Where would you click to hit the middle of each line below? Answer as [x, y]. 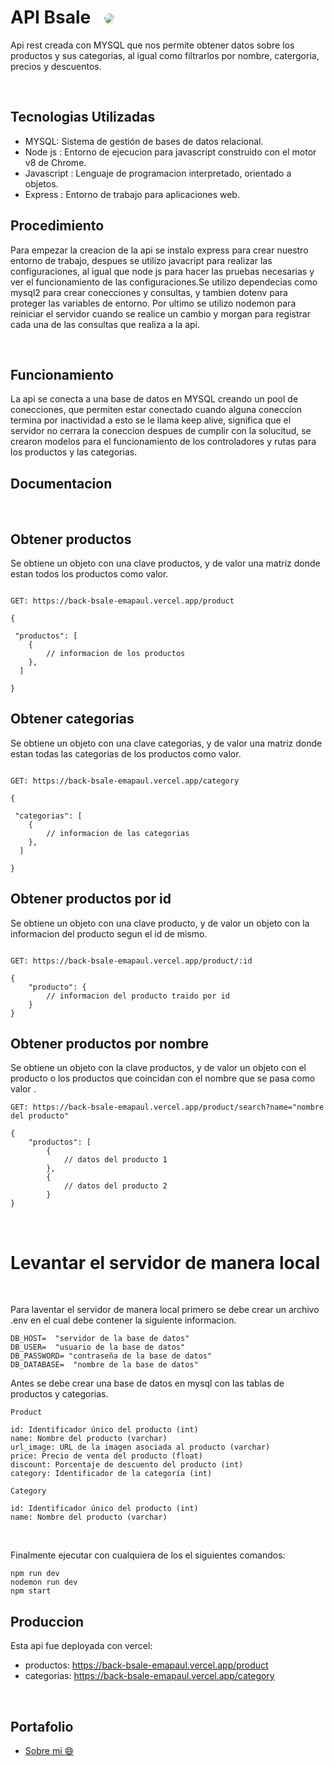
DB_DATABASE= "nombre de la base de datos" [104, 1365]
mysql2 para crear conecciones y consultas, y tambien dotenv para [149, 292]
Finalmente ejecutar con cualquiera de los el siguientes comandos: [148, 1555]
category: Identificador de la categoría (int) [111, 1474]
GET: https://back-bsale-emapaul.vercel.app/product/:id [131, 961]
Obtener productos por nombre [109, 1044]
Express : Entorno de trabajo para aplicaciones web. [132, 194]
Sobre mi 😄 [49, 1750]
